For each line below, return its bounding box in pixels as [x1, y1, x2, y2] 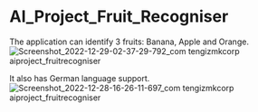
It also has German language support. [9, 72, 150, 83]
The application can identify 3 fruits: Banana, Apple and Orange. [9, 36, 249, 47]
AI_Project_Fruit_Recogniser [9, 6, 229, 27]
